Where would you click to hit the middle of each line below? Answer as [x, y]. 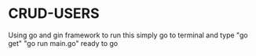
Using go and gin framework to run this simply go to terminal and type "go [128, 35]
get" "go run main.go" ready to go [63, 43]
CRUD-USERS [54, 14]
